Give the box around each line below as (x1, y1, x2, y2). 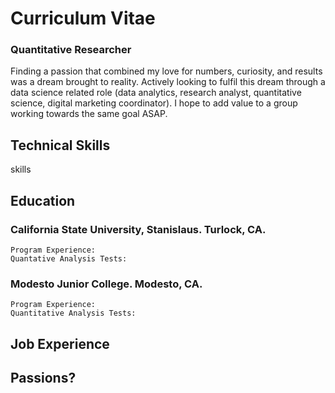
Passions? (10, 370, 77, 387)
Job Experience (10, 335, 110, 352)
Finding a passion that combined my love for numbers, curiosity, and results (10, 65, 323, 77)
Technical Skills (10, 137, 111, 154)
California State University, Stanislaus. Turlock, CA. (10, 222, 267, 236)
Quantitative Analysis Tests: (10, 308, 137, 319)
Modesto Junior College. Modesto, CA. (10, 277, 203, 291)
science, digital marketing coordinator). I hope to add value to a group (10, 97, 298, 109)
